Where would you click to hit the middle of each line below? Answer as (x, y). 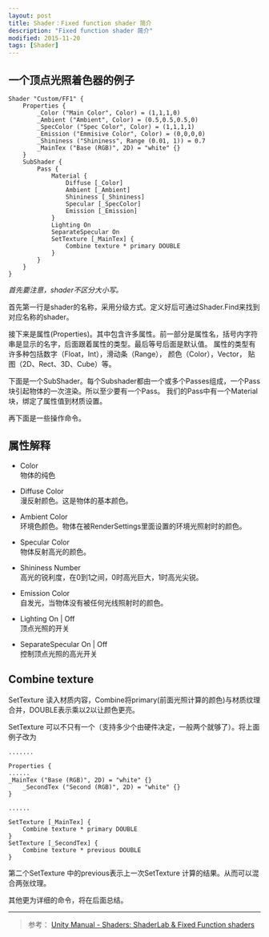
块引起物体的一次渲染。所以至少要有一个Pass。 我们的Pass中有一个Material (133, 391)
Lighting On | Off (47, 618)
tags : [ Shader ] (34, 46)
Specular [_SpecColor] (103, 204)
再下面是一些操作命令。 (47, 418)
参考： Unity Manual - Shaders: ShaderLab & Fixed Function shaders (141, 924)
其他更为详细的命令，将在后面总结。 (68, 900)
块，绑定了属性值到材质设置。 (57, 400)
